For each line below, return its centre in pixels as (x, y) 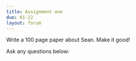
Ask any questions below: (38, 51)
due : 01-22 (20, 17)
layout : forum (24, 23)
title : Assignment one (34, 12)
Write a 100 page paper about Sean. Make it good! (68, 40)
